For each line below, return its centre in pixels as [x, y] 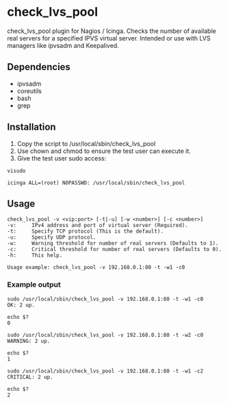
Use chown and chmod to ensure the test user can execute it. [104, 151]
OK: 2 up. [21, 305]
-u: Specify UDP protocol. [52, 237]
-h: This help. [35, 256]
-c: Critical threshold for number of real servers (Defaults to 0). [115, 250]
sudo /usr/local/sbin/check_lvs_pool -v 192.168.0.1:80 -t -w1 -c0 [105, 299]
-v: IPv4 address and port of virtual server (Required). [98, 226]
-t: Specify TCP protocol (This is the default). [86, 231]
